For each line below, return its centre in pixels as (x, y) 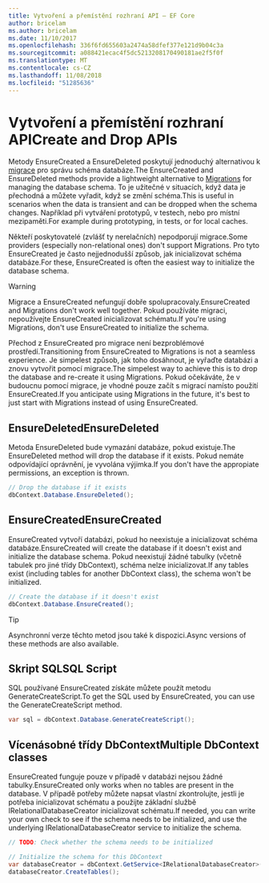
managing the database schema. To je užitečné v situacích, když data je (127, 187)
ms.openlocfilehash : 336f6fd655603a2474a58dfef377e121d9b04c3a (116, 46)
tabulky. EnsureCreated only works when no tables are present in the (121, 785)
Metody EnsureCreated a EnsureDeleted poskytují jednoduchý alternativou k (134, 162)
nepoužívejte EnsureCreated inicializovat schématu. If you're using (117, 319)
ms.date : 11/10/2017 (43, 38)
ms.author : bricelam (43, 30)
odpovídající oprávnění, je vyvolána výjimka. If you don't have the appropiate (134, 464)
